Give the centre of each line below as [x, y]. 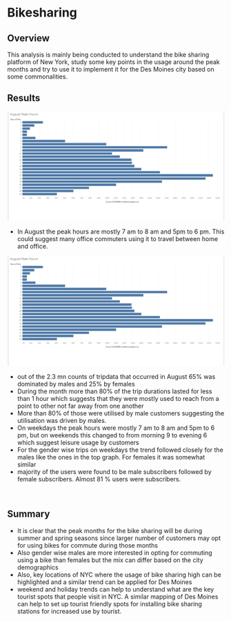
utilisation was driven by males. [62, 420]
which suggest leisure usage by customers [78, 442]
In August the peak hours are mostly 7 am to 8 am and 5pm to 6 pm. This [121, 231]
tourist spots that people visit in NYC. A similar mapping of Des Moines [118, 597]
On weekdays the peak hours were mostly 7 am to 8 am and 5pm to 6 [116, 428]
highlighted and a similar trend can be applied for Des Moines [104, 582]
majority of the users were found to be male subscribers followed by [114, 471]
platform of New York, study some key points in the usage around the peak [114, 62]
